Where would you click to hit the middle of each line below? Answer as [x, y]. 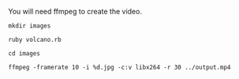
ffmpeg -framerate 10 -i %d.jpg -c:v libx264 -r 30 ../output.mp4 [119, 67]
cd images [24, 54]
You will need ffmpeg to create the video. [75, 11]
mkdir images [30, 26]
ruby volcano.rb [35, 39]
